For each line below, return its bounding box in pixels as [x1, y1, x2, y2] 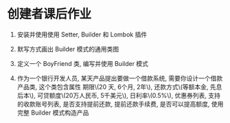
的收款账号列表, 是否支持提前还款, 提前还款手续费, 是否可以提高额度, [16, 100, 210, 108]
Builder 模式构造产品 [30, 108, 89, 117]
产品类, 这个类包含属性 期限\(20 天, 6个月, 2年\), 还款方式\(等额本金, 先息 [16, 82, 222, 91]
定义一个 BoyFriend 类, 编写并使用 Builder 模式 [16, 59, 149, 67]
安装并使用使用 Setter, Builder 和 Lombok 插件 [16, 30, 148, 38]
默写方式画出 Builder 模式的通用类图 [16, 45, 119, 53]
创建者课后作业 [7, 6, 92, 22]
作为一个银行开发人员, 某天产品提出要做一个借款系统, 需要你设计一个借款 [16, 74, 223, 82]
